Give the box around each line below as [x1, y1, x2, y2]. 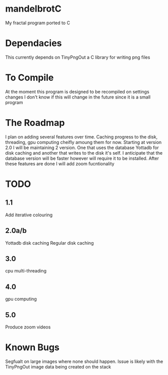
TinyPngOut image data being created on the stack [5, 363, 111, 369]
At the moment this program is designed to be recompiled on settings [5, 88, 150, 95]
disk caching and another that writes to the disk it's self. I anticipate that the [5, 150, 163, 156]
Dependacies [5, 37, 62, 49]
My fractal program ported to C [5, 20, 71, 26]
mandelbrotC [5, 3, 62, 15]
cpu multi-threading [5, 268, 47, 274]
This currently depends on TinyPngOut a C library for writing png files [5, 54, 150, 60]
